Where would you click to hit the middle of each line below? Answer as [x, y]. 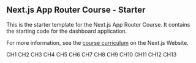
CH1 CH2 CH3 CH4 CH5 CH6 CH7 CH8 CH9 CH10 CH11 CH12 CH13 [92, 55]
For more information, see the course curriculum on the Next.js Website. [97, 42]
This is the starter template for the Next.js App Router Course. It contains [98, 24]
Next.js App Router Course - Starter [76, 10]
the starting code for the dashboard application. [67, 31]
